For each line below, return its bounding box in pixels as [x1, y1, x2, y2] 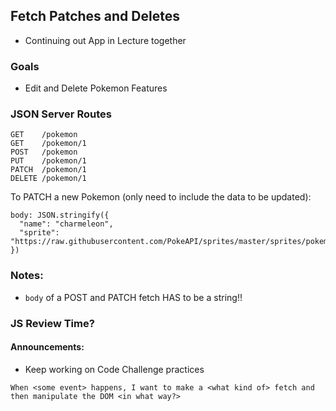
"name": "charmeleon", [19, 219, 114, 229]
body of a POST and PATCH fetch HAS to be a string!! [24, 291, 243, 303]
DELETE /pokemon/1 [10, 174, 87, 184]
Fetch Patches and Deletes [10, 8, 180, 25]
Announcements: [10, 341, 85, 353]
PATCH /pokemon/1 [10, 165, 87, 175]
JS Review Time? [10, 316, 95, 330]
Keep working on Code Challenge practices [24, 363, 205, 375]
